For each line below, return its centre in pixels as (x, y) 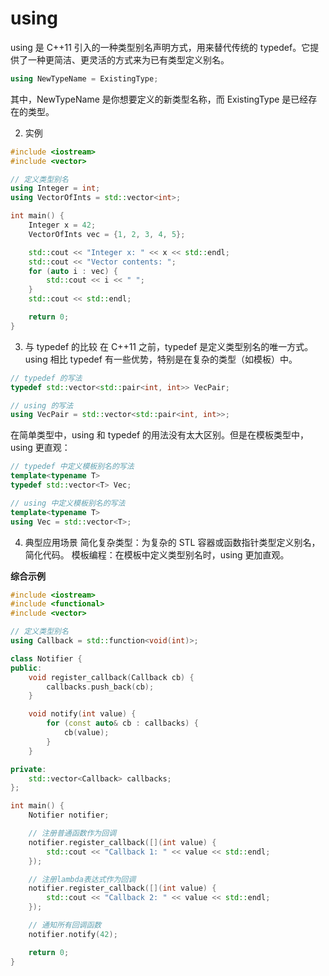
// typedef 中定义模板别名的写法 (72, 467)
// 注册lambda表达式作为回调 (82, 879)
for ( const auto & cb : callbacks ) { (122, 723)
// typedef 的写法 (46, 378)
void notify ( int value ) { (82, 714)
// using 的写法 (42, 405)
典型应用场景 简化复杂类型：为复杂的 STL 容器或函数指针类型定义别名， (172, 542)
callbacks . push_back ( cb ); (100, 687)
